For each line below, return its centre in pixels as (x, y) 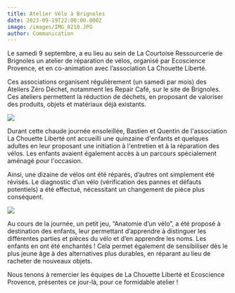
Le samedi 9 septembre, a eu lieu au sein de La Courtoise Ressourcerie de (115, 53)
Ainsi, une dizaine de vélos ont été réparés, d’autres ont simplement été (111, 175)
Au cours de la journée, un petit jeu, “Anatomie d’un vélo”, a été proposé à (114, 224)
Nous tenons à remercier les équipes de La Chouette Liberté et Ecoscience (116, 275)
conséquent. (26, 197)
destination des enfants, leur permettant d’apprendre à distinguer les (107, 231)
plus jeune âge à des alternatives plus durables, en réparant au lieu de (109, 254)
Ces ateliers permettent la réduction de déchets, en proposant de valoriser (115, 97)
